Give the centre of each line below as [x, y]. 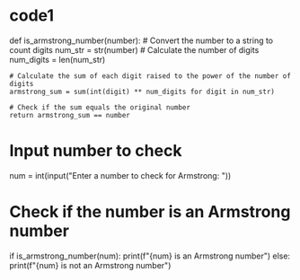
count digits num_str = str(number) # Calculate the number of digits [134, 49]
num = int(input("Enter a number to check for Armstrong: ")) [120, 175]
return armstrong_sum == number [70, 115]
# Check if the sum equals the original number [100, 107]
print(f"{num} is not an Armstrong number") [90, 265]
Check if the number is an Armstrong [150, 212]
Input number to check [96, 151]
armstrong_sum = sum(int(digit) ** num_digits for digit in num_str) [142, 92]
